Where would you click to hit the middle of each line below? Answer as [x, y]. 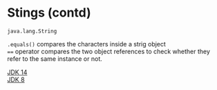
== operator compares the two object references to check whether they [109, 51]
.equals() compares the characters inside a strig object [86, 44]
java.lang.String [32, 31]
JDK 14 [17, 72]
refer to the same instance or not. [55, 58]
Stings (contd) [49, 13]
